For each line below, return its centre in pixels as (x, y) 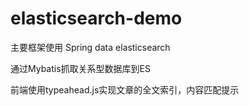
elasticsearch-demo (96, 18)
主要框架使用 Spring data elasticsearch (90, 47)
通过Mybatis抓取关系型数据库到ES (80, 68)
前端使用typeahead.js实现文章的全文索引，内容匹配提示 (125, 89)
